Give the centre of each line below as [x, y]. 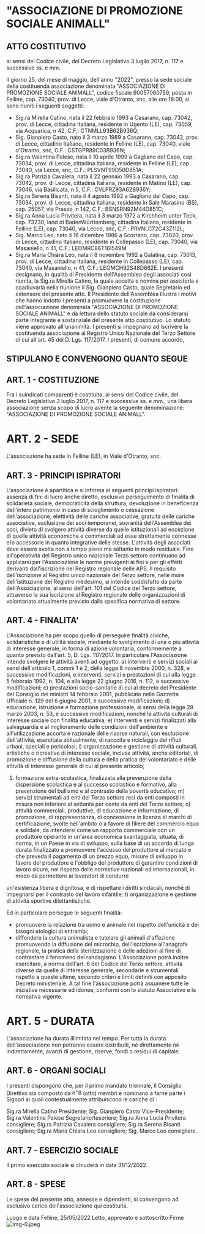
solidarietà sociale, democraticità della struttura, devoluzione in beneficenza [102, 503]
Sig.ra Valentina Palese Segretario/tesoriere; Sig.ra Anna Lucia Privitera [96, 1118]
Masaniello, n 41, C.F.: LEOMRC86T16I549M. [72, 248]
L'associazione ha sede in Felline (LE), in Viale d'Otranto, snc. [84, 456]
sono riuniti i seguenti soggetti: [45, 106]
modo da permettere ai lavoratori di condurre [72, 876]
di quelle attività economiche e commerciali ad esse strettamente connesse [102, 536]
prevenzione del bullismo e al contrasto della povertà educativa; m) [100, 791]
